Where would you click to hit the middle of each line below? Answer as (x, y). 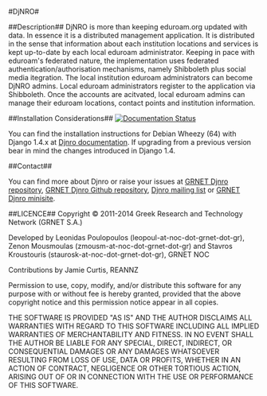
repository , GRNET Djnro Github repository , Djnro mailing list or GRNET (124, 190)
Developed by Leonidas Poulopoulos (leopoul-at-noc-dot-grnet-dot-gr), (126, 237)
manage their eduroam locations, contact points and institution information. (132, 103)
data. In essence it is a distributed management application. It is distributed (132, 35)
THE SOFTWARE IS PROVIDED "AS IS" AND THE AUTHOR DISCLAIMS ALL (130, 318)
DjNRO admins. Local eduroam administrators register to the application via (132, 86)
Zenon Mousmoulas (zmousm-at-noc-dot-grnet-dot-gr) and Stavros (120, 246)
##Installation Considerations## (61, 118)
